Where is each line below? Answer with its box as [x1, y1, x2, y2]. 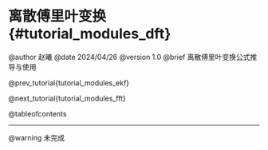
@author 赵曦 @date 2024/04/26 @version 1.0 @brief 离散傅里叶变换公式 [8, 52, 250, 61]
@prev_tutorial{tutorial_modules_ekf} [8, 77, 130, 88]
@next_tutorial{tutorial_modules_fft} [8, 93, 126, 103]
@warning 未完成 [8, 132, 65, 142]
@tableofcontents [8, 109, 67, 118]
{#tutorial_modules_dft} [8, 25, 171, 43]
